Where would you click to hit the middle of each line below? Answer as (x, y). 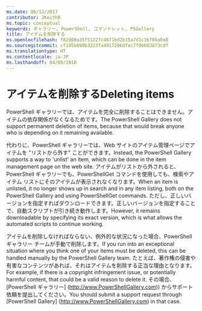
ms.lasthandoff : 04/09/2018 (42, 62)
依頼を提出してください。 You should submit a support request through (94, 295)
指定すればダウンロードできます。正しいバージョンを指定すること (114, 204)
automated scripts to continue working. (55, 224)
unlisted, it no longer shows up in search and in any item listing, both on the (100, 188)
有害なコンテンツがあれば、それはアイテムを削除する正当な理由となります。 (101, 266)
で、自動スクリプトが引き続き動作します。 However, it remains (84, 211)
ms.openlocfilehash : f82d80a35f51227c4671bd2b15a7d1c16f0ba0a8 (87, 40)
